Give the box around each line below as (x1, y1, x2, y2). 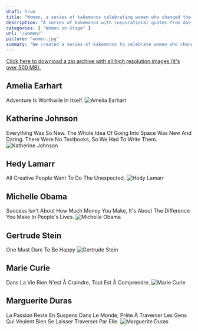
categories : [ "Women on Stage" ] (6, 25, 91, 31)
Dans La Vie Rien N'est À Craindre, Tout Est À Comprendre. (6, 279, 150, 286)
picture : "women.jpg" (6, 36, 60, 42)
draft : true (6, 8, 35, 15)
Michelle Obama (6, 191, 68, 201)
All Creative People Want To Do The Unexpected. (6, 174, 126, 181)
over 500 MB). (6, 64, 41, 71)
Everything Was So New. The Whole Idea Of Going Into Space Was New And (6, 129, 192, 136)
